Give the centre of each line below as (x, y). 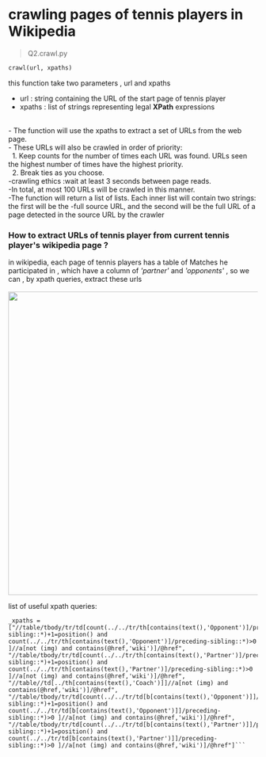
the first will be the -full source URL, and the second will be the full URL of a (132, 206)
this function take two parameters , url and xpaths (89, 83)
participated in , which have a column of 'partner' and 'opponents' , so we (129, 271)
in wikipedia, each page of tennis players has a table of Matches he (118, 262)
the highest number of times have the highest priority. (96, 164)
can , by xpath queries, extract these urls (75, 280)
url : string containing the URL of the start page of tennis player (123, 98)
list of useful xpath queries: (53, 607)
